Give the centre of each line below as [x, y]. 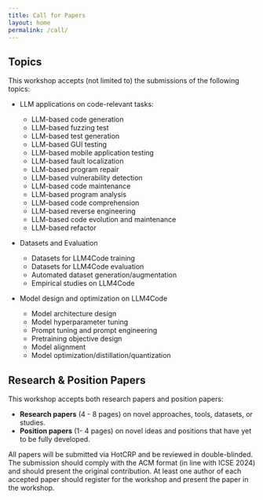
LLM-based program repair [75, 170]
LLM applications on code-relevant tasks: [87, 104]
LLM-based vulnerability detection [87, 178]
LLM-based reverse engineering [83, 211]
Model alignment [58, 347]
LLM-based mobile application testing [93, 153]
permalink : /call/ [38, 30]
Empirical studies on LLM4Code [83, 283]
